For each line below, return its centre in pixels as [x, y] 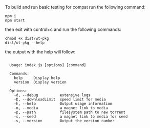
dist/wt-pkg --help [25, 43]
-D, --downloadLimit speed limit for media [60, 100]
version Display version [40, 82]
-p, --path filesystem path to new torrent [70, 112]
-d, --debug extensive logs [52, 95]
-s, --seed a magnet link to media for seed [71, 117]
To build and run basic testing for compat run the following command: [75, 7]
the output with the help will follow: [40, 52]
